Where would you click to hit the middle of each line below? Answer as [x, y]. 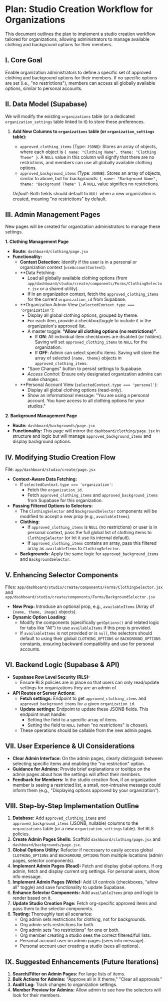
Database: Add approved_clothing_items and [59, 818]
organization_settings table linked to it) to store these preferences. [75, 121]
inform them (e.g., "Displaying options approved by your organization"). [86, 790]
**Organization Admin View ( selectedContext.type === [77, 305]
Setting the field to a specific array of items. [72, 719]
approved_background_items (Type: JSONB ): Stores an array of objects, [90, 173]
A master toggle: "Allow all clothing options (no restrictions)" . [92, 331]
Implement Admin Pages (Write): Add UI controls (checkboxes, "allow [85, 882]
